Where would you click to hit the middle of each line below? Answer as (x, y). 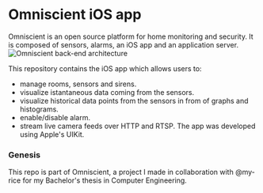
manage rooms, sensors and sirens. (78, 84)
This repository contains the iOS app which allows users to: (105, 68)
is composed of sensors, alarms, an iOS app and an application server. (124, 44)
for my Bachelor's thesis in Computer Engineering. (105, 180)
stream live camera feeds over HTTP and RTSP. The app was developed (137, 126)
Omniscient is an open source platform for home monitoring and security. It (131, 36)
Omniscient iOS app (75, 15)
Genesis (25, 154)
